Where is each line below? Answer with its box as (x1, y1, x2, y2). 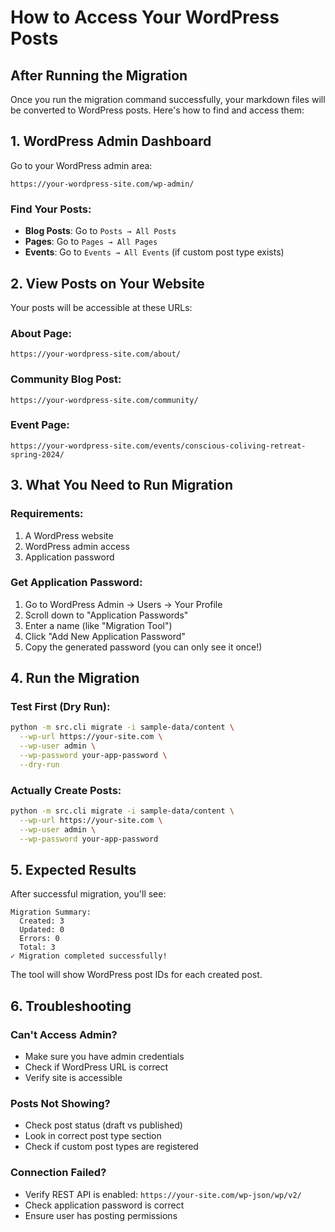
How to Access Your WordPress (10, 6, 280, 29)
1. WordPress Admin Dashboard (10, 133, 212, 150)
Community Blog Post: (10, 372, 122, 386)
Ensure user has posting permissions (24, 1209, 178, 1221)
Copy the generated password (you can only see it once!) (24, 641, 263, 653)
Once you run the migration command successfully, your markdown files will (10, 94, 326, 105)
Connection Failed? (10, 1166, 107, 1180)
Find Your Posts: (10, 202, 92, 216)
